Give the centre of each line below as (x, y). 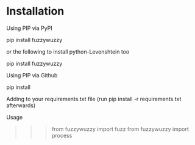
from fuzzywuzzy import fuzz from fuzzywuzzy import (120, 129)
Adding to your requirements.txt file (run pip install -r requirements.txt (94, 99)
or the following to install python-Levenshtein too (68, 51)
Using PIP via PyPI (30, 28)
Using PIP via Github (32, 75)
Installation (35, 11)
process (62, 135)
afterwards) (21, 105)
